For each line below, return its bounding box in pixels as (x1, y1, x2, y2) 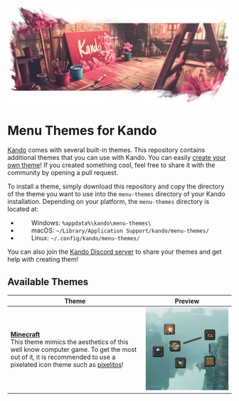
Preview (174, 296, 200, 305)
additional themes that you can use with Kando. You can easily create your (7, 154, 226, 162)
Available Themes (7, 276, 89, 288)
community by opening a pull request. (7, 169, 119, 177)
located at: (7, 205, 39, 213)
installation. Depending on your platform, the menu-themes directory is (7, 198, 210, 206)
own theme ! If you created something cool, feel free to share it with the (7, 161, 216, 169)
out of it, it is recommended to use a (10, 353, 116, 361)
